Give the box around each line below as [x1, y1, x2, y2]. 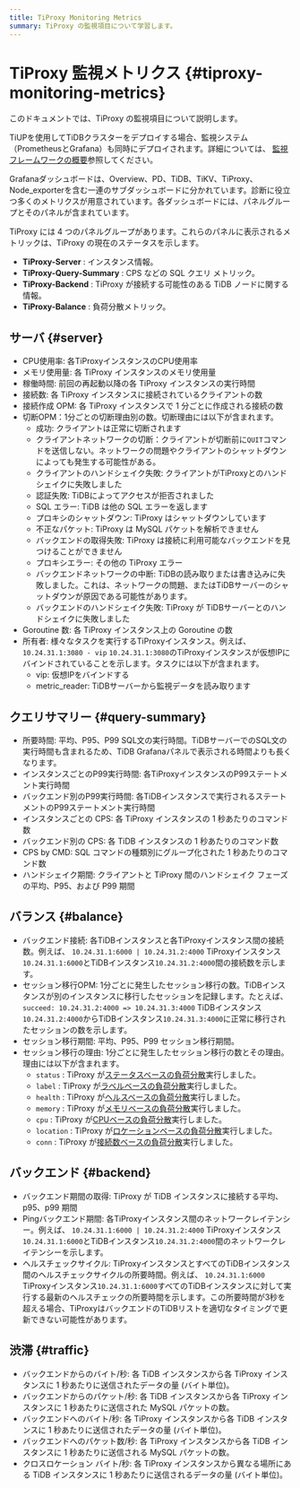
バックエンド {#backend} [9, 1165, 151, 1181]
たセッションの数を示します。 [21, 1024, 133, 1035]
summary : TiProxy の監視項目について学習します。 [9, 22, 177, 30]
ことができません [59, 546, 123, 557]
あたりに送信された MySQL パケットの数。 [77, 1402, 235, 1413]
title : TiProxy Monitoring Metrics [9, 13, 142, 22]
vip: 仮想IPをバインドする [35, 670, 130, 680]
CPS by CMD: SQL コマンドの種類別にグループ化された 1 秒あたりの [21, 847, 273, 858]
